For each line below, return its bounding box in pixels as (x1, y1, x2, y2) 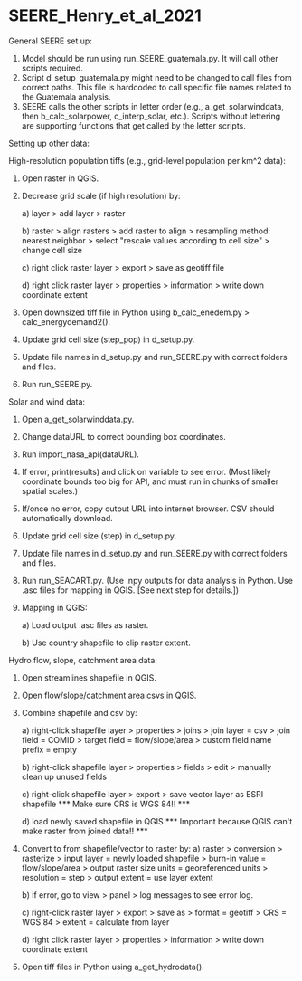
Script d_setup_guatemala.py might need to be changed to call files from (21, 71, 292, 82)
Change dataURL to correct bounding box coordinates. (21, 431, 227, 442)
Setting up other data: (8, 138, 90, 148)
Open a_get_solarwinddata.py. (21, 414, 135, 424)
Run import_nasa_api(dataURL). (21, 449, 139, 460)
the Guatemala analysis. (21, 91, 111, 102)
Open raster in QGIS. (21, 173, 99, 184)
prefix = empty (21, 744, 78, 755)
